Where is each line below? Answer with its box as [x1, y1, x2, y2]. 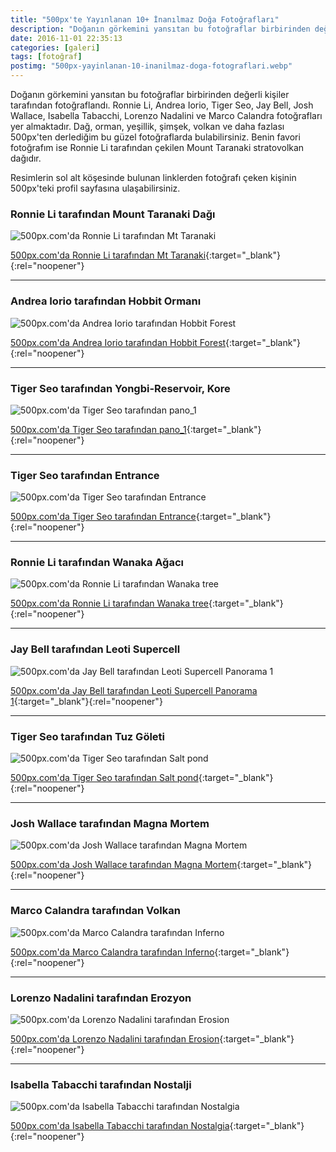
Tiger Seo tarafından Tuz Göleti [10, 729, 166, 743]
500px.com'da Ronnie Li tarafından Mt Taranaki [10, 249, 207, 261]
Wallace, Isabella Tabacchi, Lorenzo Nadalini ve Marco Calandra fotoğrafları [10, 110, 323, 121]
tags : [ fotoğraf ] [10, 52, 83, 62]
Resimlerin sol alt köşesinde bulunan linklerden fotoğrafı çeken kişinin [10, 172, 297, 183]
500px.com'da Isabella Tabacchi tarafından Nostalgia [10, 1120, 230, 1132]
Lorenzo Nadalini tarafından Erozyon [10, 991, 192, 1005]
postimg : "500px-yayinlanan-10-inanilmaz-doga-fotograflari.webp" [10, 61, 293, 71]
